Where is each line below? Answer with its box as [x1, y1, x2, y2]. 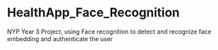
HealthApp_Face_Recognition [7, 5, 180, 21]
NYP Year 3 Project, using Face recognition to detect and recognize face [7, 27, 212, 36]
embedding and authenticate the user [7, 34, 113, 42]
